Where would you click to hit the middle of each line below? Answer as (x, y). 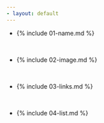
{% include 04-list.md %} (52, 113)
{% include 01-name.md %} (55, 33)
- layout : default (32, 13)
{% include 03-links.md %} (55, 86)
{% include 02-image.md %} (57, 60)
